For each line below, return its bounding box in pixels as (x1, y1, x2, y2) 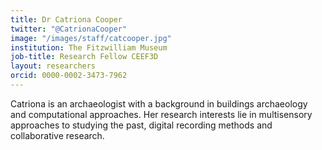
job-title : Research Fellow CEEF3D (10, 52, 159, 62)
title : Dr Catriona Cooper (10, 14, 123, 25)
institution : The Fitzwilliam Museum (10, 42, 168, 53)
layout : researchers (10, 61, 97, 71)
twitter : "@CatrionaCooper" (10, 24, 128, 34)
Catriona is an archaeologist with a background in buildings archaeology (10, 97, 308, 110)
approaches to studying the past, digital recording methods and (10, 119, 273, 131)
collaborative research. (10, 129, 105, 141)
